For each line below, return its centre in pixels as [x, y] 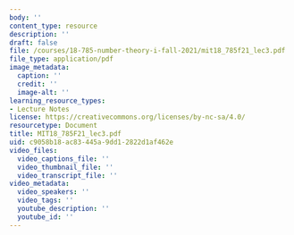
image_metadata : [39, 68]
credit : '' [38, 84]
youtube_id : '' [46, 217]
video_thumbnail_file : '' [66, 167]
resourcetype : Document [54, 126]
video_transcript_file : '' [67, 175]
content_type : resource [54, 26]
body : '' [25, 17]
